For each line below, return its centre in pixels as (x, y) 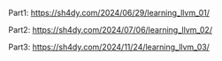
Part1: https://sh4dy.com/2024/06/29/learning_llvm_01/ (109, 13)
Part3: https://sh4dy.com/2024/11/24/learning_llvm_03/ (109, 47)
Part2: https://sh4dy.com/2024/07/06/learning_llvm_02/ (111, 30)
